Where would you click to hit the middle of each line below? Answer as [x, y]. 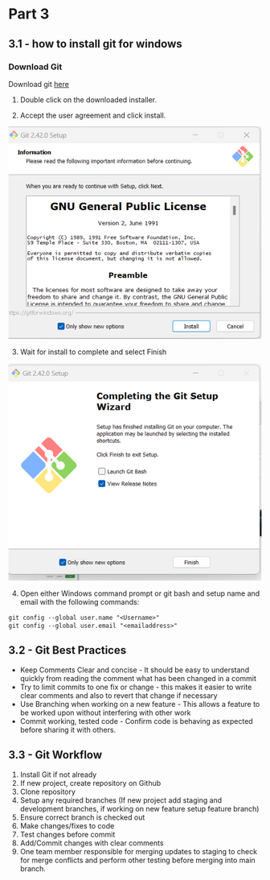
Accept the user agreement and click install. [93, 115]
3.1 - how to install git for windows [95, 44]
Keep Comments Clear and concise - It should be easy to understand [135, 670]
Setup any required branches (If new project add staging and [121, 800]
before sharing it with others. [68, 729]
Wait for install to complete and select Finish [93, 352]
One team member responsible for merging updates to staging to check [139, 851]
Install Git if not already [58, 775]
